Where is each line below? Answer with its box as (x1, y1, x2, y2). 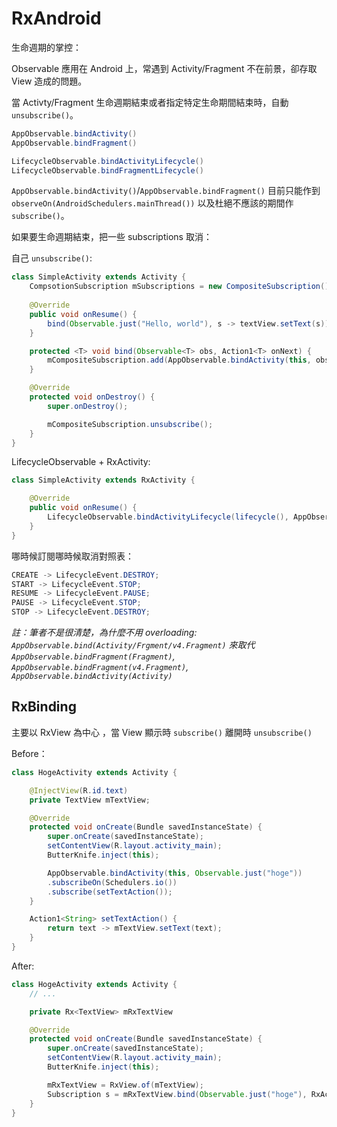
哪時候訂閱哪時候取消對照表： (11, 550, 134, 562)
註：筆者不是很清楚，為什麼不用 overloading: (11, 627, 198, 639)
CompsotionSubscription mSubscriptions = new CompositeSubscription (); (29, 282, 334, 292)
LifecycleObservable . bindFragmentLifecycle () (11, 165, 204, 176)
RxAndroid (11, 7, 102, 30)
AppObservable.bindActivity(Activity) (11, 672, 173, 682)
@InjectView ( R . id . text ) (29, 785, 129, 796)
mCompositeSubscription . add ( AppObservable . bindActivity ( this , (47, 355, 312, 366)
